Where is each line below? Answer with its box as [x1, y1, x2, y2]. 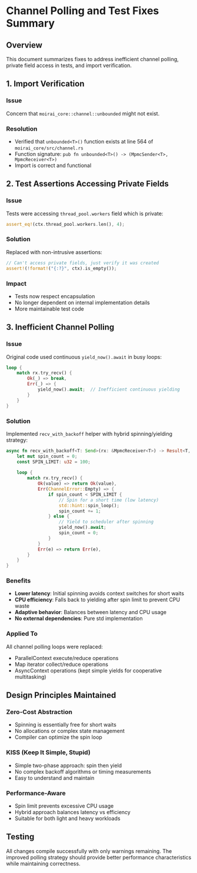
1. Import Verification [6, 79, 85, 89]
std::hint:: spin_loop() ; [58, 502, 119, 508]
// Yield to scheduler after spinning [58, 519, 154, 525]
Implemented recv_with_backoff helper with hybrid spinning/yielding [6, 430, 172, 437]
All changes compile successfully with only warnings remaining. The [6, 847, 172, 854]
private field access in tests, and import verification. [6, 62, 132, 69]
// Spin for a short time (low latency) [58, 497, 159, 503]
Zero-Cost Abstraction [6, 708, 72, 716]
